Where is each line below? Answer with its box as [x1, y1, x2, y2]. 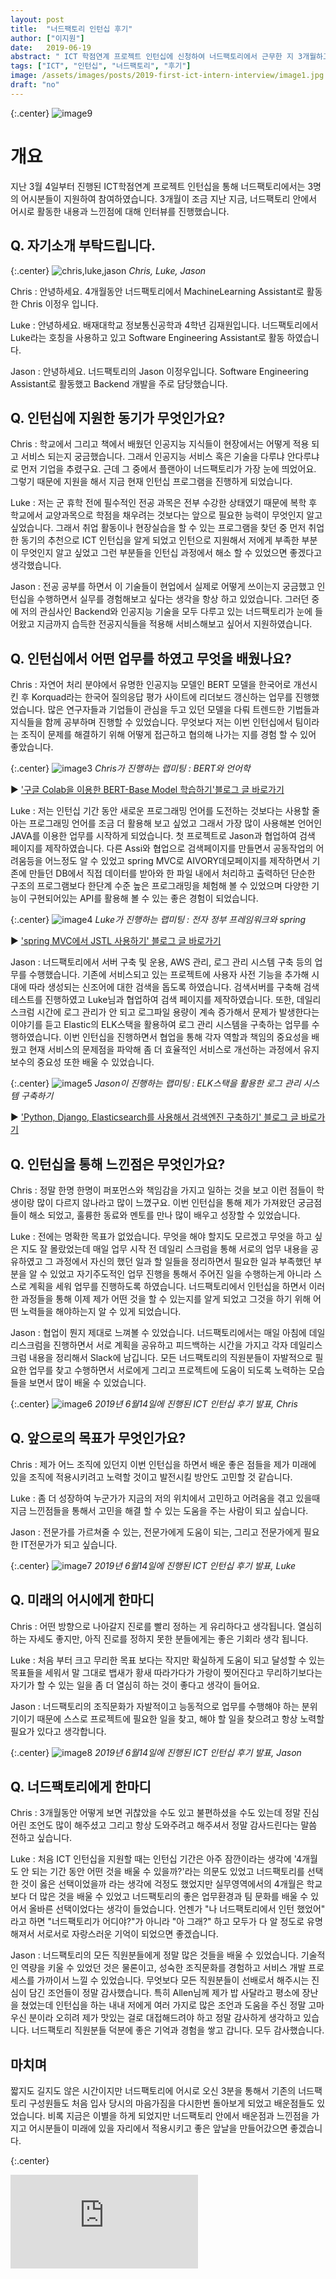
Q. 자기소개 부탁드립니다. [10, 237, 156, 255]
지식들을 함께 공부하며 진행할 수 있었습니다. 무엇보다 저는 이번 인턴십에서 [10, 716, 293, 728]
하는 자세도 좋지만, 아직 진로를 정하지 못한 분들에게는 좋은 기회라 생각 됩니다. [10, 1632, 309, 1645]
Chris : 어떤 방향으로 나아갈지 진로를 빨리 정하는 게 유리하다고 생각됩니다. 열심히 [10, 1620, 323, 1632]
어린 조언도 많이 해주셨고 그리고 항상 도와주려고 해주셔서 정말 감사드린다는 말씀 [10, 1819, 318, 1831]
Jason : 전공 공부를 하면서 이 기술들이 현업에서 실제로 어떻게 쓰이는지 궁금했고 [10, 581, 315, 593]
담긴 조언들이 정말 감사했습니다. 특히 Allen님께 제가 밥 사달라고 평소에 [28, 1987, 300, 1999]
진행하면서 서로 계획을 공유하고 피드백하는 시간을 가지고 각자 [53, 1339, 288, 1351]
